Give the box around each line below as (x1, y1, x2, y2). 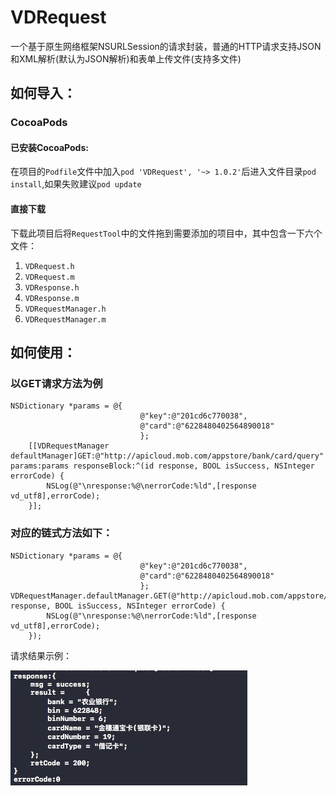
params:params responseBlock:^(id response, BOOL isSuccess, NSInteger (10, 461, 315, 471)
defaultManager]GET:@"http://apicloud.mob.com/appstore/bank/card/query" (10, 451, 325, 461)
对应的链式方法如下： (10, 526, 113, 540)
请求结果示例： (10, 649, 72, 661)
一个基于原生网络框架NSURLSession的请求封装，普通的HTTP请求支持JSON (10, 40, 322, 52)
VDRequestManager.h (24, 304, 107, 314)
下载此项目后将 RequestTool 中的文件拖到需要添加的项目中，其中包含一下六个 (10, 227, 323, 239)
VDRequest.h (24, 261, 75, 271)
